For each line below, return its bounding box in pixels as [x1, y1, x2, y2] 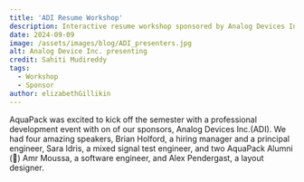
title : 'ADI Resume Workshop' [9, 13, 124, 23]
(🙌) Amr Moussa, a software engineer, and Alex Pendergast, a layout [9, 152, 264, 163]
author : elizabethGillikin [9, 89, 111, 98]
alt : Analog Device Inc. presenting [9, 47, 147, 56]
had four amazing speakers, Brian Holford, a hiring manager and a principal [9, 133, 290, 144]
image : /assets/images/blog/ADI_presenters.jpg [9, 38, 193, 48]
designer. [9, 162, 44, 173]
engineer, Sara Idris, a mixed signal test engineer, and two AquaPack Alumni [9, 142, 293, 154]
